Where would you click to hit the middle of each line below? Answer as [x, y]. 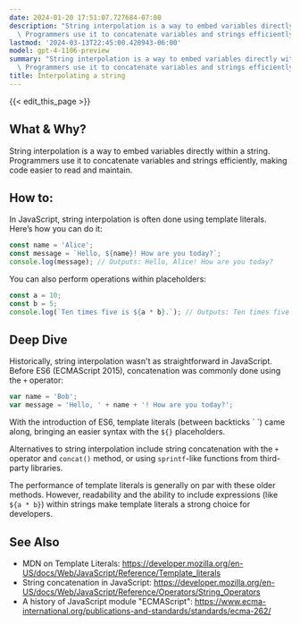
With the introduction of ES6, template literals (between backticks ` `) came [147, 422]
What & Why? [48, 129]
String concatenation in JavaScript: [87, 583]
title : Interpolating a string [67, 76]
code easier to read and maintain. [71, 170]
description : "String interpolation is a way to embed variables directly [151, 26]
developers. [31, 514]
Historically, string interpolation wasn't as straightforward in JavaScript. [141, 361]
